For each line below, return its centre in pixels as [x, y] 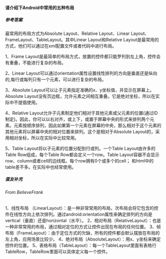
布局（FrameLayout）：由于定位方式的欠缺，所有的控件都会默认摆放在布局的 [83, 233]
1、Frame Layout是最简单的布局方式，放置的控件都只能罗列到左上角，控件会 [83, 56]
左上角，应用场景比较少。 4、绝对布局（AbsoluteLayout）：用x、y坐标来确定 [83, 239]
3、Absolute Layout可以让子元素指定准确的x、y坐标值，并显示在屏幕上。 [80, 90]
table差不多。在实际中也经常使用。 [41, 167]
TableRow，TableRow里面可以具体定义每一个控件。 [58, 252]
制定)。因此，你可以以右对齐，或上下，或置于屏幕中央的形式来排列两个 [78, 119]
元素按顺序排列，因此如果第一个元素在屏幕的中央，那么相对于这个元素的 [87, 125]
